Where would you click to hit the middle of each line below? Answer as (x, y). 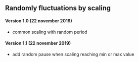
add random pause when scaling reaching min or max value (73, 54)
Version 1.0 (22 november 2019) (39, 21)
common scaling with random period (50, 32)
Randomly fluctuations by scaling (58, 8)
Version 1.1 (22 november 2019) (38, 43)
